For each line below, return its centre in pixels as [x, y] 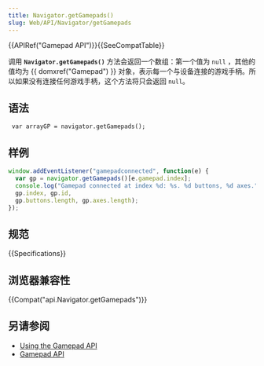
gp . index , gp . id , [44, 193]
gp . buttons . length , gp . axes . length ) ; [77, 200]
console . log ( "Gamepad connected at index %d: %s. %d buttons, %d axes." [137, 185]
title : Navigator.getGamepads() [61, 15]
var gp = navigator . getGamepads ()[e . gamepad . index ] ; [103, 178]
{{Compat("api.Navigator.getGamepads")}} [78, 300]
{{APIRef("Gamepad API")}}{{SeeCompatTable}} [86, 45]
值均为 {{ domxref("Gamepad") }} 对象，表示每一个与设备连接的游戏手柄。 [129, 71]
